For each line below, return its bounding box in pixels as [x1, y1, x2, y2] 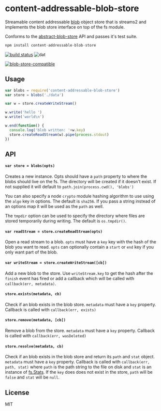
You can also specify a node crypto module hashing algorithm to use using [5, 193, 154, 199]
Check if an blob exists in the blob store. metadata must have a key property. [5, 301, 156, 307]
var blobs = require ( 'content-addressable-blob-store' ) [5, 88, 120, 93]
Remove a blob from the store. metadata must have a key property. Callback [5, 328, 155, 333]
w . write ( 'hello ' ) [5, 110, 42, 115]
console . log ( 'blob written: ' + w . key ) [9, 127, 86, 132]
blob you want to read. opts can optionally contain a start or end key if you [5, 244, 154, 250]
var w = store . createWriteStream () [5, 101, 77, 106]
